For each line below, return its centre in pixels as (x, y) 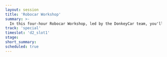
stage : (12, 38)
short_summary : (21, 42)
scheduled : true (22, 47)
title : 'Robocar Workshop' (33, 14)
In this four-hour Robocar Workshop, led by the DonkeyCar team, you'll (86, 24)
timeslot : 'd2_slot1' (28, 33)
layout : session (22, 10)
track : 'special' (23, 28)
